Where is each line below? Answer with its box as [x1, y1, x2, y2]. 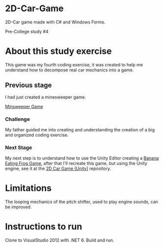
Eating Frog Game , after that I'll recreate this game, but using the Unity [5, 161, 148, 166]
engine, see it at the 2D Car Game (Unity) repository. [5, 165, 111, 171]
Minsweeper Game [5, 103, 43, 109]
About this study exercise [5, 46, 112, 57]
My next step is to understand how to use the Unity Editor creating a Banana [5, 155, 159, 161]
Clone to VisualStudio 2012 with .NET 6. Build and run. [5, 237, 114, 243]
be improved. [5, 204, 32, 210]
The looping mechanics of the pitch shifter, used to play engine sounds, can [5, 199, 158, 205]
